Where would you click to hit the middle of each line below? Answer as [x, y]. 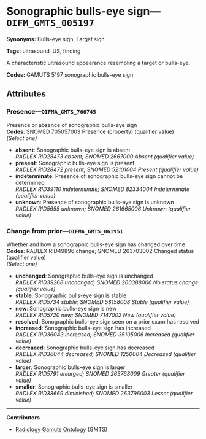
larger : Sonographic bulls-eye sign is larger [70, 367]
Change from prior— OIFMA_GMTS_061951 [65, 231]
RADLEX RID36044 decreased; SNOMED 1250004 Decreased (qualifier [105, 354]
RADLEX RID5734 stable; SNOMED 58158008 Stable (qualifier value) [102, 301]
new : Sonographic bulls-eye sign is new [66, 308]
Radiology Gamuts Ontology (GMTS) [61, 429]
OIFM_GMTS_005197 [51, 23]
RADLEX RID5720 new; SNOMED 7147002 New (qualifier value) [96, 315]
